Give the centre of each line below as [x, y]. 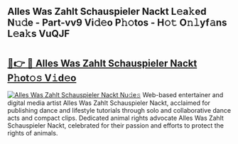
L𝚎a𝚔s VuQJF [39, 34]
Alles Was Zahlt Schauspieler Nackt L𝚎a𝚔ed [107, 12]
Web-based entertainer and [183, 95]
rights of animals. [33, 133]
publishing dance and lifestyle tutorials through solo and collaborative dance [119, 110]
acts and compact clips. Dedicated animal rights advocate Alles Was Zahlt [115, 118]
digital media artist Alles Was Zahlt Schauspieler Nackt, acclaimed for [109, 103]
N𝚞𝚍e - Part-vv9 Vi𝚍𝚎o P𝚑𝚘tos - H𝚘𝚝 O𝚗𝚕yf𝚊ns [117, 23]
